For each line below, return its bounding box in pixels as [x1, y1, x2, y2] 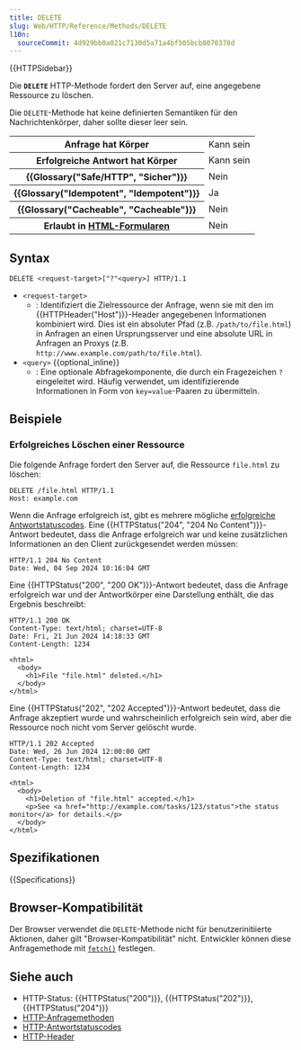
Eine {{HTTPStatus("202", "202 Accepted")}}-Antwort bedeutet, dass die [9, 703, 281, 713]
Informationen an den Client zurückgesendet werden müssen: [9, 538, 238, 549]
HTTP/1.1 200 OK [9, 615, 70, 625]
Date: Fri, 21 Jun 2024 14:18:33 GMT [9, 632, 151, 641]
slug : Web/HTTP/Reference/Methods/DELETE [9, 22, 167, 31]
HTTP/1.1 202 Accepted [9, 739, 94, 748]
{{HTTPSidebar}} [9, 63, 74, 74]
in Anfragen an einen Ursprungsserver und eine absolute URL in [35, 328, 273, 339]
